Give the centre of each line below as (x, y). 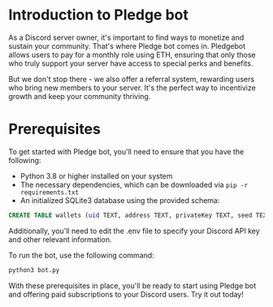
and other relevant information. (60, 239)
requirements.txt (50, 192)
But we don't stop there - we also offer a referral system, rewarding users (131, 79)
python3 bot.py (34, 270)
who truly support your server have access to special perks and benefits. (131, 63)
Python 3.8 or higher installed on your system (96, 175)
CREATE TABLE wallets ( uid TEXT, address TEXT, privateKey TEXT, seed (130, 215)
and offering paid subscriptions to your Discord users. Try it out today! (126, 294)
